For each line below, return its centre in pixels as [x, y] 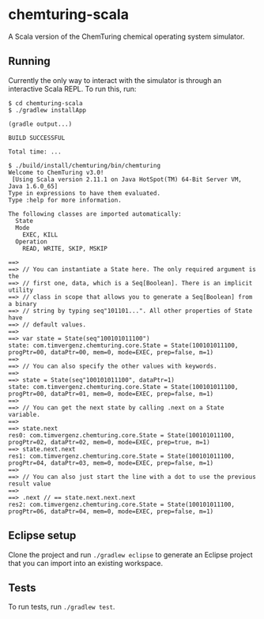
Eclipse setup [42, 536]
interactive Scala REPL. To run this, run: [72, 89]
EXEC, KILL [40, 235]
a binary [23, 304]
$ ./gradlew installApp [47, 110]
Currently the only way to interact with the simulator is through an [115, 80]
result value [30, 484]
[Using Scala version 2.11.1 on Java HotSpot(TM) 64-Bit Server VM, [127, 179]
